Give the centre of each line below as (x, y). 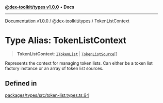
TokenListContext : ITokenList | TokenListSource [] (67, 54)
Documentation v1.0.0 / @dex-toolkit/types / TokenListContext (67, 21)
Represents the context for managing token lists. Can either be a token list (79, 63)
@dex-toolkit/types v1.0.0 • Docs (40, 7)
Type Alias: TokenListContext (66, 40)
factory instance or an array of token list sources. (54, 68)
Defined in (21, 83)
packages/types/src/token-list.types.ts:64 (47, 95)
